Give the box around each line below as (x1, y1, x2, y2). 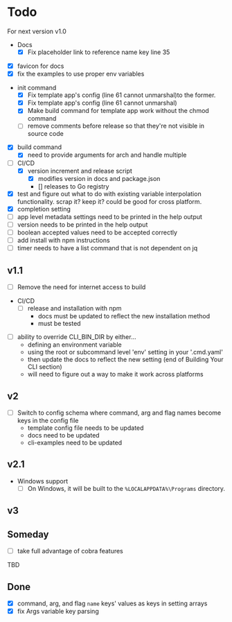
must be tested (37, 320, 81, 328)
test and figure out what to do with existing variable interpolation (17, 189, 202, 198)
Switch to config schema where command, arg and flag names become (17, 408, 222, 417)
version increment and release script (27, 166, 133, 175)
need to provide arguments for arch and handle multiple (27, 150, 187, 159)
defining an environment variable (27, 340, 123, 349)
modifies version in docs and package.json (37, 174, 161, 182)
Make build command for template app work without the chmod (27, 107, 209, 115)
